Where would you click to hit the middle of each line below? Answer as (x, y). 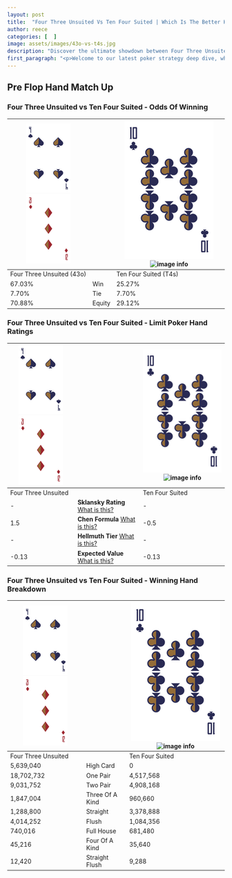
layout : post (26, 15)
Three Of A (101, 795)
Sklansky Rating (101, 502)
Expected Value (100, 553)
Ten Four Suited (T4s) (147, 274)
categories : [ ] (32, 37)
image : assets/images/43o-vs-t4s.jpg (61, 44)
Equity (101, 303)
